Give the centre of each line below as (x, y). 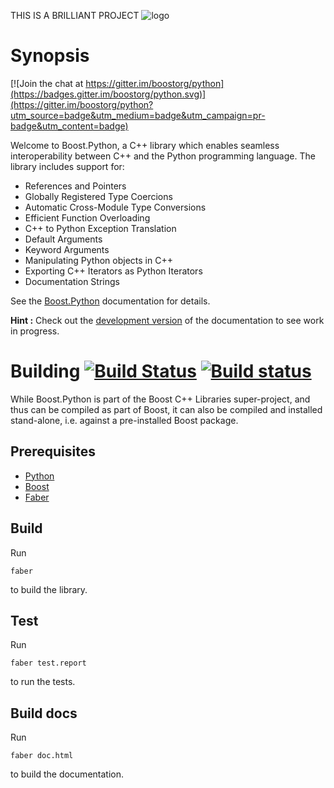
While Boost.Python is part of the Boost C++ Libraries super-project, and (160, 399)
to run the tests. (43, 682)
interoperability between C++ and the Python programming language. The (163, 156)
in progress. (35, 331)
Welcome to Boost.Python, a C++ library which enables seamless (145, 145)
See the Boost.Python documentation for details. (110, 301)
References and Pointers (75, 186)
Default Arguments (63, 239)
